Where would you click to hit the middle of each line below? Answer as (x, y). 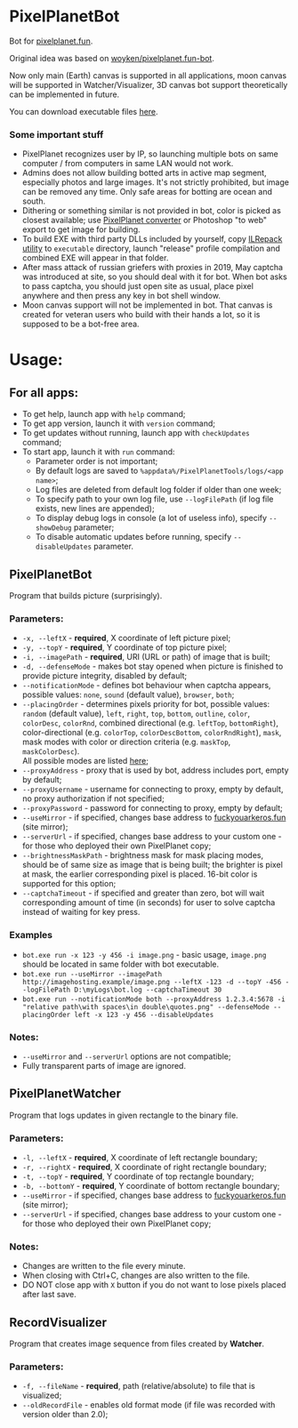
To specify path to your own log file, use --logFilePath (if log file (154, 499)
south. (34, 201)
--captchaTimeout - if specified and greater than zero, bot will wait (143, 893)
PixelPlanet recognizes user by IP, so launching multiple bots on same (150, 154)
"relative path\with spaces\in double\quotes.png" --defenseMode (145, 1007)
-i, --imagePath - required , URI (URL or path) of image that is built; (146, 657)
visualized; (42, 1396)
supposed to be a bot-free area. (81, 324)
